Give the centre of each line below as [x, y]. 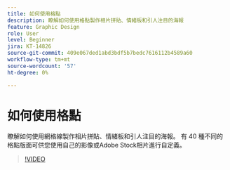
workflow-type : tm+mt [39, 60]
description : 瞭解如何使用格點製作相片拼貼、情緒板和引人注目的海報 [96, 20]
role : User [23, 33]
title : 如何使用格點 [34, 14]
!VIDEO [35, 159]
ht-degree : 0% [28, 72]
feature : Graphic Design [43, 27]
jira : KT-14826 [29, 46]
